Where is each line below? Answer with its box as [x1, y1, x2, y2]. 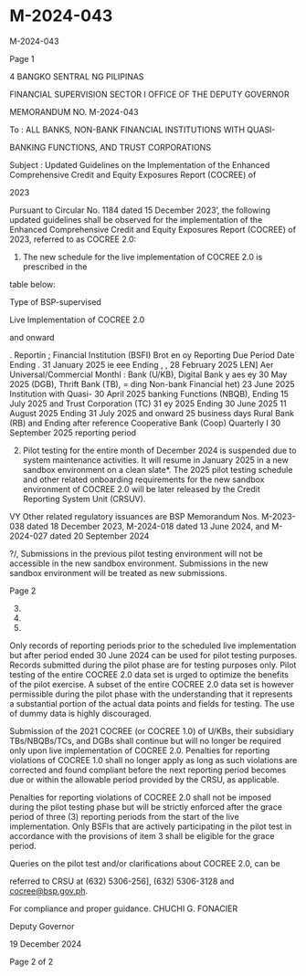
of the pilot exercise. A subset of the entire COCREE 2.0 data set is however [9, 678, 295, 689]
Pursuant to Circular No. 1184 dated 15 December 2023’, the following [9, 205, 271, 215]
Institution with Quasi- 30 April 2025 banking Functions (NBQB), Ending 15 [9, 388, 290, 399]
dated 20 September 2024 [49, 530, 150, 541]
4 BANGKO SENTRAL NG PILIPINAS [9, 70, 144, 82]
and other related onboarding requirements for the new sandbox [22, 474, 265, 485]
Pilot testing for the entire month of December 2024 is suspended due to [22, 445, 297, 456]
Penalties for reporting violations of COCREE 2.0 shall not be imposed [9, 792, 272, 803]
